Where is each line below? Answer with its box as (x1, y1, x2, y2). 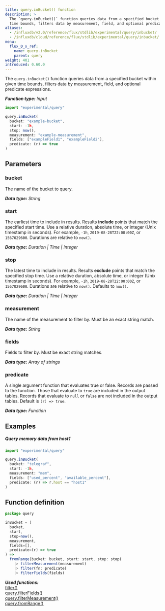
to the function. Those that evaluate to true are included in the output (5, 388, 146, 394)
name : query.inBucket (14, 48, 58, 53)
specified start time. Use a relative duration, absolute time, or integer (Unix (5, 224, 156, 230)
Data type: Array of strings (5, 359, 60, 365)
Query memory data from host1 (5, 436, 71, 441)
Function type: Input (5, 96, 48, 102)
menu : (5, 39, 16, 44)
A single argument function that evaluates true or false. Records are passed (5, 382, 158, 388)
